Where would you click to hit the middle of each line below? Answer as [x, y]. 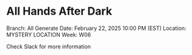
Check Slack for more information [49, 46]
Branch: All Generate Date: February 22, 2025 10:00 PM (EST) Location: [96, 28]
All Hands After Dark [59, 11]
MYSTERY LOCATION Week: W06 [49, 34]
